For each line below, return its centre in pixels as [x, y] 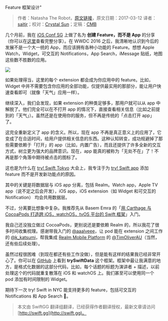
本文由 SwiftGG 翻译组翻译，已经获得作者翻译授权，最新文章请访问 [86, 307]
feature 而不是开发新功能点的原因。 [42, 174]
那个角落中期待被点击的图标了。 [47, 157]
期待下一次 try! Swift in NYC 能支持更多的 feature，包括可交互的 [71, 290]
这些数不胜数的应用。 [27, 60]
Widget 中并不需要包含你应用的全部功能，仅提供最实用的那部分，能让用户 [81, 86]
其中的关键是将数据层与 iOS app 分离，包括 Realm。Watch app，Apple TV [82, 185]
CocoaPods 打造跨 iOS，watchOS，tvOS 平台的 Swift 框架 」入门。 [74, 214]
